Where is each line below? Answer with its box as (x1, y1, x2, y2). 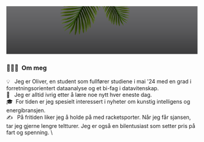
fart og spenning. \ (6, 129, 53, 136)
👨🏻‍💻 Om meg (6, 64, 47, 73)
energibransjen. (6, 107, 46, 114)
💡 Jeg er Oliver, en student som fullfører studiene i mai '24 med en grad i (6, 77, 192, 85)
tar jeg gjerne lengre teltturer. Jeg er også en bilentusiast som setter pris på (6, 122, 195, 129)
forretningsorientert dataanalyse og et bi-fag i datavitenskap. (6, 84, 159, 91)
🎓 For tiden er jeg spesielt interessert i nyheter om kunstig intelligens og (6, 98, 191, 105)
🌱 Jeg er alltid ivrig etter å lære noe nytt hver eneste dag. (6, 91, 152, 98)
